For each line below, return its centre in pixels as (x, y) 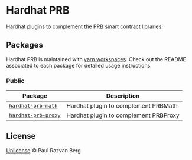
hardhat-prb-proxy (35, 116)
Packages (25, 45)
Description (123, 96)
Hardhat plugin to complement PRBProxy (123, 115)
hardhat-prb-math (33, 106)
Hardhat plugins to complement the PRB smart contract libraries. (85, 26)
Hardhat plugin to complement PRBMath (122, 106)
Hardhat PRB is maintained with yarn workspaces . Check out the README (96, 59)
